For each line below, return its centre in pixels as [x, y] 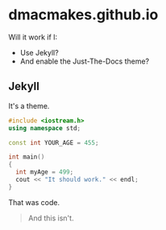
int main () [27, 157]
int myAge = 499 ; [45, 172]
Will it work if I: [33, 37]
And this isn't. [51, 218]
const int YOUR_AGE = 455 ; [54, 142]
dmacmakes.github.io [83, 15]
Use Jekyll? [39, 52]
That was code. [34, 202]
